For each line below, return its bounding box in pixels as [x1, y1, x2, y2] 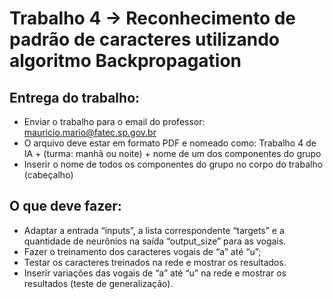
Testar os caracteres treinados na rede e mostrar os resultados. [23, 256, 287, 268]
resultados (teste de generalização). [23, 277, 174, 289]
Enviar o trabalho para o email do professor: [23, 116, 206, 127]
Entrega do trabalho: [9, 89, 141, 106]
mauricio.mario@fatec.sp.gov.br [23, 127, 157, 138]
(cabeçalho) [23, 169, 74, 181]
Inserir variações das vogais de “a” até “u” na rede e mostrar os [23, 267, 287, 279]
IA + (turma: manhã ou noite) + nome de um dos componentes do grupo [23, 148, 322, 159]
